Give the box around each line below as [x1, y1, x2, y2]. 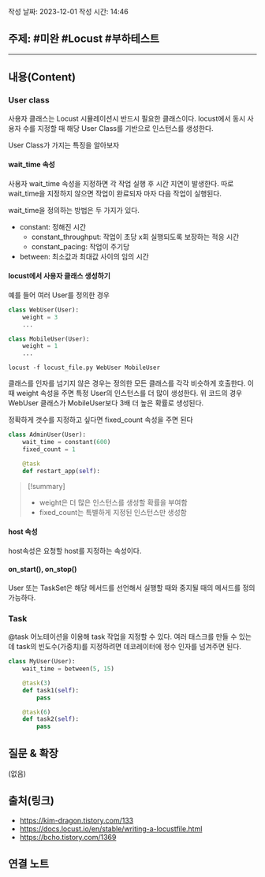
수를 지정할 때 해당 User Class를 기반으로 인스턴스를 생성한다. [22, 123, 215, 132]
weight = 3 [22, 313, 58, 321]
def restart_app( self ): [22, 467, 101, 475]
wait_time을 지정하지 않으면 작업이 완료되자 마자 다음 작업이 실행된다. [8, 188, 222, 198]
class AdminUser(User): [8, 431, 87, 439]
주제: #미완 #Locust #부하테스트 [8, 32, 160, 46]
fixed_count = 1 [22, 445, 77, 453]
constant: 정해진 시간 [19, 222, 87, 231]
